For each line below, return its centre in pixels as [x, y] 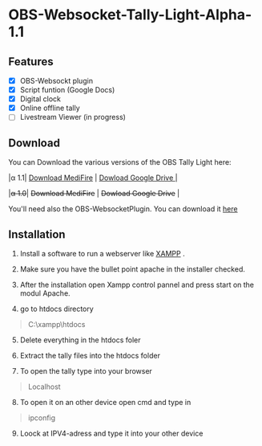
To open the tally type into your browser [86, 370]
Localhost [44, 387]
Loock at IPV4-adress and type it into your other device [111, 433]
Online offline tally [50, 108]
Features [31, 61]
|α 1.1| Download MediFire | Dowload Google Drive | [93, 178]
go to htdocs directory [56, 309]
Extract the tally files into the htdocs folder [90, 355]
